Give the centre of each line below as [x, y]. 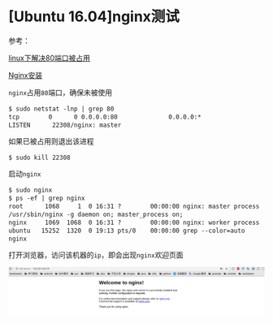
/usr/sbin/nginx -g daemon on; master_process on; [96, 214]
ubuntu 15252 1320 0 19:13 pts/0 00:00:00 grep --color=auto [127, 231]
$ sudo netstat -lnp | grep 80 [61, 109]
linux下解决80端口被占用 [50, 58]
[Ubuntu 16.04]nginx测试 [94, 17]
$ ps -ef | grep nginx [47, 198]
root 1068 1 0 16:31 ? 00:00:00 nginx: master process [134, 206]
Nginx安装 [26, 75]
